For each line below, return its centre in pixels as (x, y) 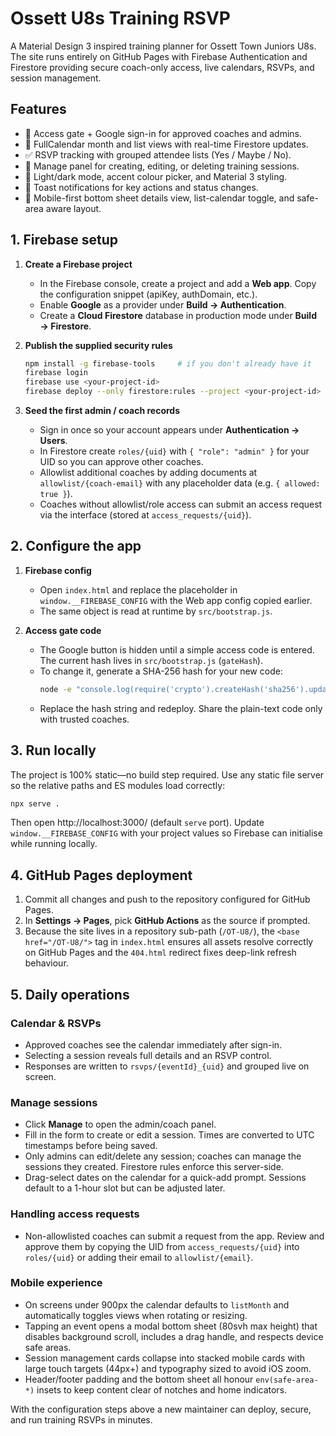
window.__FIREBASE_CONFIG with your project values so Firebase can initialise (166, 833)
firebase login (56, 373)
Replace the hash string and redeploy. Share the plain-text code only (181, 708)
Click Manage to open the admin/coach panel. (120, 1124)
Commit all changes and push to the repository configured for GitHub (167, 899)
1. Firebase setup (64, 240)
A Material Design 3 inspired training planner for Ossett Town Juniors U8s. (163, 46)
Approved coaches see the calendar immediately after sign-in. (153, 1044)
